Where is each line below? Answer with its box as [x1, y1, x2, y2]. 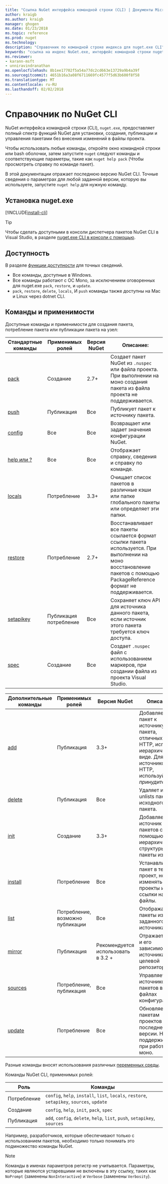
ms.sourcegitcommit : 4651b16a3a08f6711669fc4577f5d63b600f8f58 [5, 73, 140, 78]
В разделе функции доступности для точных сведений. [5, 262, 123, 269]
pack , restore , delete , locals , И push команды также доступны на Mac [12, 288, 161, 294]
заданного [139, 917, 164, 924]
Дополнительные [7, 694, 52, 701]
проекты [139, 884, 160, 891]
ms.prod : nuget [5, 36, 37, 41]
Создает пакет [110, 353, 146, 360]
